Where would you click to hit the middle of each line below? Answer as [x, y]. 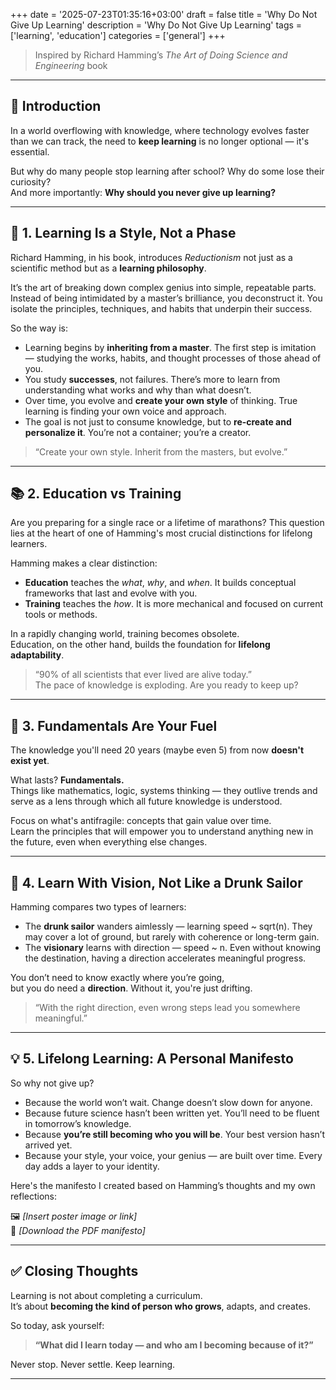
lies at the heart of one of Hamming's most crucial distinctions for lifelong [161, 533]
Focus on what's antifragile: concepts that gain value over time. [141, 821]
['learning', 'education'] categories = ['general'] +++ [118, 35]
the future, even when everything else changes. [109, 842]
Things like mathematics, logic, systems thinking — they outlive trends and [164, 791]
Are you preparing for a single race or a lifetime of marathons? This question [167, 523]
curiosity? [31, 181]
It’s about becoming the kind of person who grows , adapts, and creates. [160, 1306]
